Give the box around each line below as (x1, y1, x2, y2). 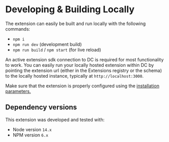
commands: (5, 26, 31, 32)
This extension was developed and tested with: (5, 116, 105, 123)
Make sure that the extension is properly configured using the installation (5, 83, 160, 89)
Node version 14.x (12, 126, 52, 132)
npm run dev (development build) (12, 41, 82, 47)
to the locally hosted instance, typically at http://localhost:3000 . (5, 73, 144, 79)
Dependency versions (5, 103, 77, 112)
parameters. (5, 88, 31, 94)
